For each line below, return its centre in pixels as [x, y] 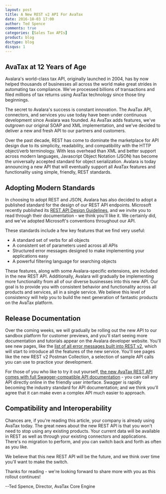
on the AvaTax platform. [29, 303]
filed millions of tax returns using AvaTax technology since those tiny [75, 95]
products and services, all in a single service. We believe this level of [75, 292]
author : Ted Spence [25, 24]
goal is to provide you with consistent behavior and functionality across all [81, 287]
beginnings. [17, 100]
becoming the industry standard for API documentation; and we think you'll [82, 388]
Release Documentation [43, 318]
